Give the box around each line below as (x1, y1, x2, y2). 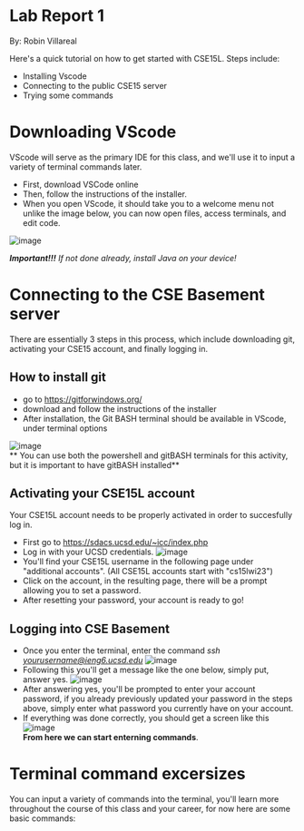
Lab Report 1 (9, 5, 104, 26)
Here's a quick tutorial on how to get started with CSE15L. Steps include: (9, 53, 280, 64)
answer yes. (22, 674, 69, 685)
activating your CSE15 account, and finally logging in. (9, 343, 209, 354)
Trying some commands (22, 90, 113, 101)
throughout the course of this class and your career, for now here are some (9, 804, 290, 815)
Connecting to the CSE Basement (9, 285, 266, 305)
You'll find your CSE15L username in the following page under (22, 556, 254, 567)
